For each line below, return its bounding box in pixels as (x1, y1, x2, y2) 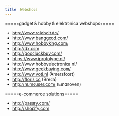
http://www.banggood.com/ (12, 35, 68, 41)
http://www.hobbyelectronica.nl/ (12, 61, 77, 66)
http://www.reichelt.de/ (12, 30, 59, 35)
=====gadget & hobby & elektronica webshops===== (5, 20, 115, 26)
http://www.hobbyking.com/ (12, 40, 69, 46)
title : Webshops (5, 7, 38, 12)
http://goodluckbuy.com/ (12, 50, 62, 56)
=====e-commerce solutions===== (5, 91, 79, 97)
